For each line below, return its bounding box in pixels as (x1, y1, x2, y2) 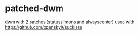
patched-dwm (5, 3, 64, 14)
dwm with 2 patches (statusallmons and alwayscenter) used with (5, 19, 135, 25)
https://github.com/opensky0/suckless (5, 24, 82, 30)
